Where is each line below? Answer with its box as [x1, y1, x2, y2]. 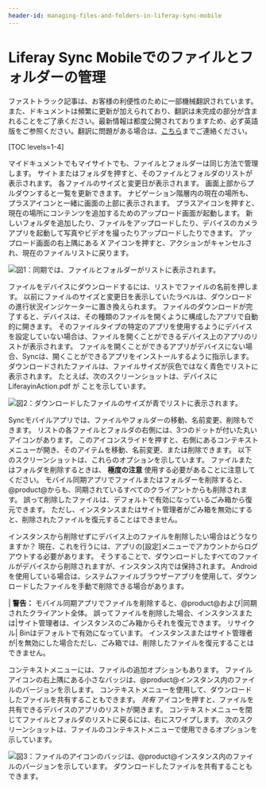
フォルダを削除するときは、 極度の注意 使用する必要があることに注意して [14, 465, 256, 474]
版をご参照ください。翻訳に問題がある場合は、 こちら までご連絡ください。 [8, 126, 252, 135]
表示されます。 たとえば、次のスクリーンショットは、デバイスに [8, 371, 218, 380]
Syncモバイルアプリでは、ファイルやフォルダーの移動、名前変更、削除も [8, 415, 248, 424]
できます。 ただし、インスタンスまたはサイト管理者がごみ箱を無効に [14, 505, 240, 514]
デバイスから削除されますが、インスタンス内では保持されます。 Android [21, 561, 258, 571]
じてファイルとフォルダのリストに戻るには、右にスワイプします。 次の [8, 714, 240, 724]
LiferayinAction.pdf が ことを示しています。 [8, 381, 151, 391]
